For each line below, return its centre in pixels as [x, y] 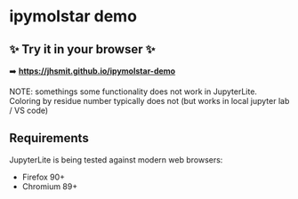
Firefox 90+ [43, 177]
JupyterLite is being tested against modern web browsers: [116, 159]
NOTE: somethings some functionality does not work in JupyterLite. [133, 92]
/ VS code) [29, 110]
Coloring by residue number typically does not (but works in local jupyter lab [149, 101]
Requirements [49, 138]
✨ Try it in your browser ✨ [82, 49]
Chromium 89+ [50, 186]
